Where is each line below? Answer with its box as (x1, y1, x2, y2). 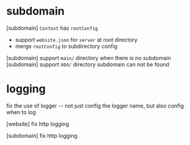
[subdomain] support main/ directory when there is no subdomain (6, 54, 171, 61)
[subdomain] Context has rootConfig (6, 24, 99, 32)
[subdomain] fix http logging (6, 132, 78, 139)
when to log (6, 108, 37, 116)
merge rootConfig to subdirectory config (15, 42, 118, 50)
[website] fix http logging (6, 120, 69, 127)
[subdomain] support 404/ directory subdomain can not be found (6, 61, 169, 68)
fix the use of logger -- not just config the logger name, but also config (6, 102, 185, 109)
